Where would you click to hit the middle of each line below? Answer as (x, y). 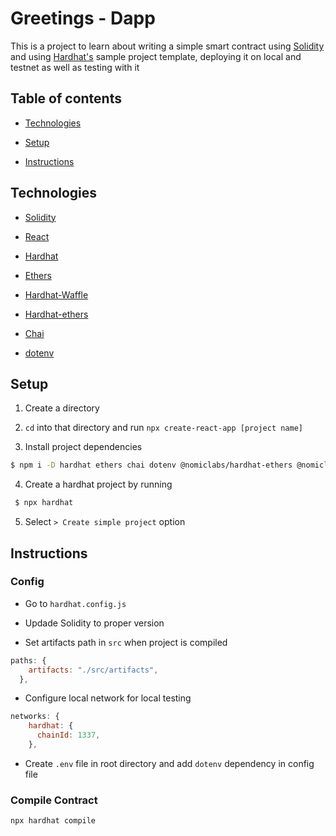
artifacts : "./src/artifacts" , (93, 670)
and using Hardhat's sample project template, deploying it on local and (156, 56)
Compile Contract (54, 800)
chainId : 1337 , (68, 735)
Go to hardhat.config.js (75, 603)
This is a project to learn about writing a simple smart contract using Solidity (167, 46)
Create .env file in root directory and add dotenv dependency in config (169, 763)
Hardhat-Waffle (56, 294)
